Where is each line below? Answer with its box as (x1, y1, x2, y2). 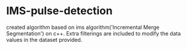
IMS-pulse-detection (6, 4, 113, 18)
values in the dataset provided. (6, 36, 83, 43)
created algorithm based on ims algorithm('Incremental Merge (6, 24, 160, 31)
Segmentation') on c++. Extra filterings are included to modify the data (6, 30, 181, 37)
